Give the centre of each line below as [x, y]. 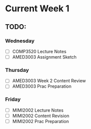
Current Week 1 [37, 9]
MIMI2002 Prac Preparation [41, 121]
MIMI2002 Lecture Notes [38, 110]
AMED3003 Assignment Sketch [44, 57]
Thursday [17, 70]
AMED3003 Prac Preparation [42, 86]
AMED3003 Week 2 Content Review [49, 81]
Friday [13, 99]
